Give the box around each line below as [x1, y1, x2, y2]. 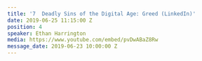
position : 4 [7, 23, 42, 30]
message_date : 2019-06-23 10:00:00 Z [7, 43, 118, 50]
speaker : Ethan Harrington [7, 29, 86, 37]
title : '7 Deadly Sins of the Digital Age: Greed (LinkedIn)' [7, 10, 196, 18]
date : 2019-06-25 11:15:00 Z [7, 17, 93, 24]
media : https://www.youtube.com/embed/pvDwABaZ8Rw [7, 36, 159, 43]
